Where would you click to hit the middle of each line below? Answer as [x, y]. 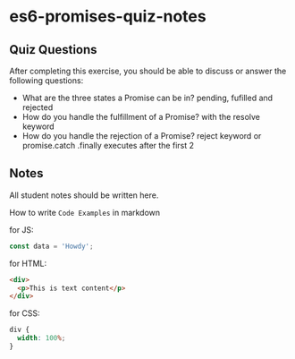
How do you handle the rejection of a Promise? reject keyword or [142, 136]
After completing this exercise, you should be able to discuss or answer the [148, 71]
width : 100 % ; [42, 338]
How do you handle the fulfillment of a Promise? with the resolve [141, 117]
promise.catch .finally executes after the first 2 [108, 145]
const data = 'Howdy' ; [51, 246]
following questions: [46, 81]
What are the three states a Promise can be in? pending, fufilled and [147, 98]
